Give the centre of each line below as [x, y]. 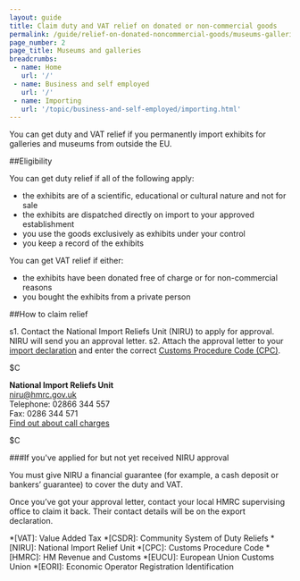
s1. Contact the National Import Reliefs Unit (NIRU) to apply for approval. [142, 332]
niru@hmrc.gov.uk [43, 395]
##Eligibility [31, 161]
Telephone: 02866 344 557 [59, 404]
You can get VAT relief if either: [67, 261]
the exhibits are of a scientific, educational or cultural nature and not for [154, 196]
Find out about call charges [59, 423]
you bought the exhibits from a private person [106, 297]
